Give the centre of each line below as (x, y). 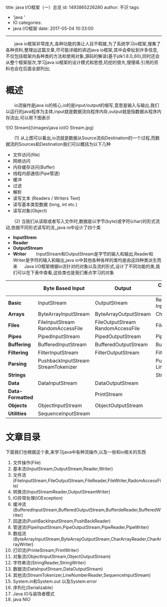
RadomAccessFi (144, 480)
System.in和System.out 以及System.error (55, 581)
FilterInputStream (58, 352)
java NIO (22, 599)
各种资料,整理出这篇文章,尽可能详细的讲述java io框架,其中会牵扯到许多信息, (82, 50)
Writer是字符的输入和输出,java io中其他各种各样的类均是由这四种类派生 (85, 260)
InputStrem (25, 237)
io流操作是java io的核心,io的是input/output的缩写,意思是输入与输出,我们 (86, 105)
